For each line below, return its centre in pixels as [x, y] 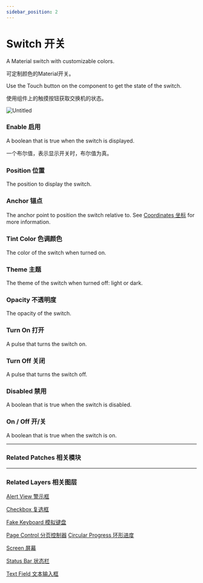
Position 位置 [26, 170]
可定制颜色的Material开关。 [40, 73]
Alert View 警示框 [28, 497]
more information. [28, 222]
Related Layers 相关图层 [42, 482]
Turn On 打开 [25, 330]
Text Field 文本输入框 [32, 574]
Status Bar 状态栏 [28, 561]
